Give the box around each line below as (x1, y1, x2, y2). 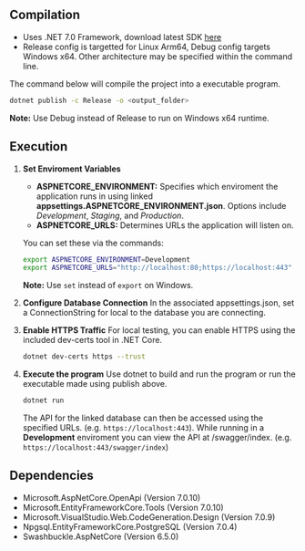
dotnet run (22, 396, 65, 405)
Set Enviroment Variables (22, 163, 121, 174)
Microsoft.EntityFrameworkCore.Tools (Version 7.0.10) (22, 502, 225, 513)
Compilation (9, 7, 80, 23)
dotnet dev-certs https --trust (22, 352, 146, 361)
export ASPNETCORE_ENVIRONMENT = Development (22, 255, 191, 264)
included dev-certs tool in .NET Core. (22, 335, 162, 346)
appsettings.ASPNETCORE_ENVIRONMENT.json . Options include (36, 200, 287, 211)
